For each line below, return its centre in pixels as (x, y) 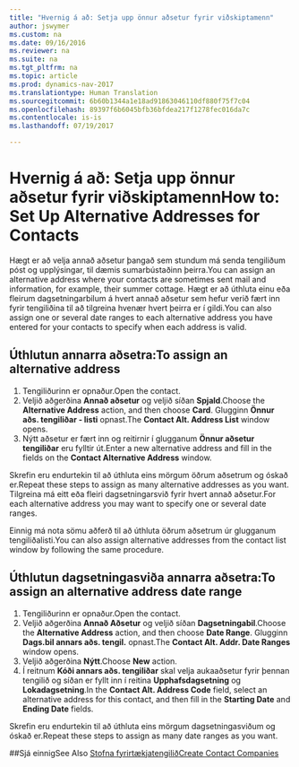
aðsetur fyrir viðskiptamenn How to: (145, 197)
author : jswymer (39, 26)
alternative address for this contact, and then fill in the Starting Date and (156, 699)
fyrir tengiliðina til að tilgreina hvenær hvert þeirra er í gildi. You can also (141, 308)
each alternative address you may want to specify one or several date (138, 503)
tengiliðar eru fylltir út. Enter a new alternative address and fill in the (147, 448)
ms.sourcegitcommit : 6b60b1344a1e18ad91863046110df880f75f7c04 (130, 101)
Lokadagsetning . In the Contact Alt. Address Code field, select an (145, 689)
